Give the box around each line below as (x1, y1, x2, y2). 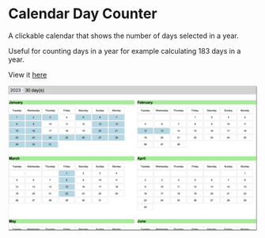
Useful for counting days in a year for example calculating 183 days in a (8, 46, 241, 55)
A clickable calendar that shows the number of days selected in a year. (8, 31, 239, 40)
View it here (8, 70, 47, 79)
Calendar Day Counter (8, 5, 157, 23)
